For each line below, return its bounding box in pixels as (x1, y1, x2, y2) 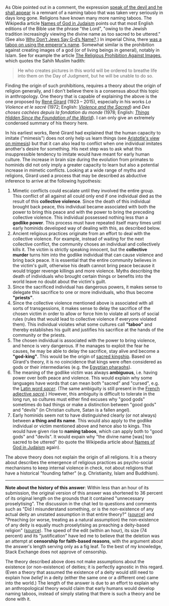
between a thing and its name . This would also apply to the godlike (12, 418, 152, 423)
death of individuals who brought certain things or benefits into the (12, 273, 151, 279)
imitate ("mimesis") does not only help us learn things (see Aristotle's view (5, 135, 160, 141)
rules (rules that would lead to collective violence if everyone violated (12, 316, 157, 322)
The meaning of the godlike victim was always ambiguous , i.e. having (12, 369, 157, 375)
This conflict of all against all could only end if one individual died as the (12, 193, 162, 199)
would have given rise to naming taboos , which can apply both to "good (12, 428, 163, 434)
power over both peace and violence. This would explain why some (12, 375, 152, 381)
